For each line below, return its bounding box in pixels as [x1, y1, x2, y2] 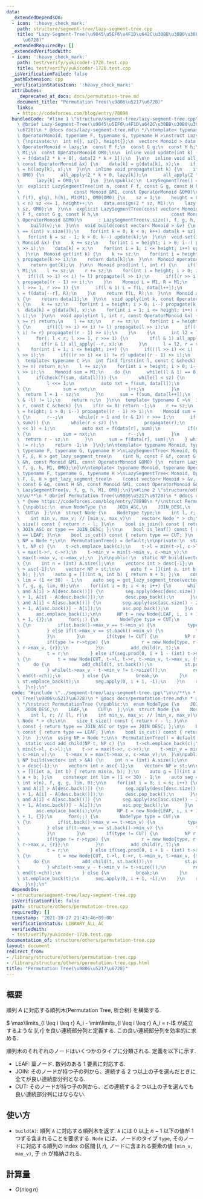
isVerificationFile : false [11, 898, 80, 904]
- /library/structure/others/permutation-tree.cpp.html [6, 960, 150, 966]
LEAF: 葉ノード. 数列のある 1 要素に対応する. [14, 1060, 126, 1068]
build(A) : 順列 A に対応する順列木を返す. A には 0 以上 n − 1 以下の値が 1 [14, 1127, 194, 1134]
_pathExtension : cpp [11, 76, 63, 82]
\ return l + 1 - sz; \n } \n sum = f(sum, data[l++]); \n [17, 392, 190, 398]
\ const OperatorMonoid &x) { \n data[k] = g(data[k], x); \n [17, 161, 180, 167]
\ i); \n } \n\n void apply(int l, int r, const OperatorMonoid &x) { [17, 313, 199, 319]
